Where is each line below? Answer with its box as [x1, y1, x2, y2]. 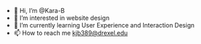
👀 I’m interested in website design [13, 14, 110, 22]
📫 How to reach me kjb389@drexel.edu [13, 29, 128, 37]
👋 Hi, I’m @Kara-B [13, 7, 65, 14]
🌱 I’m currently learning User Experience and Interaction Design [13, 21, 195, 29]
